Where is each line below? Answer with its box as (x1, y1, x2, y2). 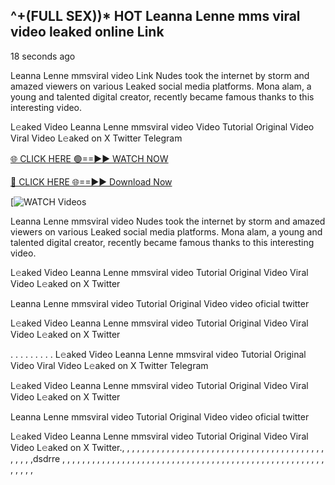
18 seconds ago (10, 50, 76, 62)
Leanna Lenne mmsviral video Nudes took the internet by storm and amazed (10, 215, 326, 227)
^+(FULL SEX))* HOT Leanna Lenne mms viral (10, 8, 301, 25)
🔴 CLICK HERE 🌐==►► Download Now (10, 175, 173, 188)
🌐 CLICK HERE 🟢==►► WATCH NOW (10, 152, 169, 164)
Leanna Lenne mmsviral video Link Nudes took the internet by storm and (10, 69, 310, 81)
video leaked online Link (10, 24, 165, 41)
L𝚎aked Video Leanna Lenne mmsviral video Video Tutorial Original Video (10, 120, 315, 133)
